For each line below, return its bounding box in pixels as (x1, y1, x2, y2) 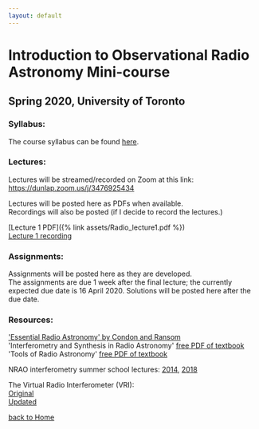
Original (8, 388, 34, 399)
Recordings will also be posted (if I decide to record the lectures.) (8, 207, 223, 216)
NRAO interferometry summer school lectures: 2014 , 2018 (8, 364, 198, 375)
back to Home (8, 412, 55, 423)
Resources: (8, 314, 53, 325)
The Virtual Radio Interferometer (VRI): (8, 380, 135, 390)
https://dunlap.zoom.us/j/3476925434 (8, 183, 135, 192)
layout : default (8, 11, 62, 20)
